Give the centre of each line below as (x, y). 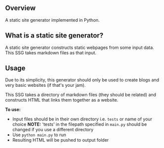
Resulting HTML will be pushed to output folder (60, 140)
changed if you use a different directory (53, 130)
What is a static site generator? (54, 36)
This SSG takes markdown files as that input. (51, 53)
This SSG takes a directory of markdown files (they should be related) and (81, 95)
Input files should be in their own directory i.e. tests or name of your (82, 119)
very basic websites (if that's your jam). (45, 85)
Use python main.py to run (39, 135)
